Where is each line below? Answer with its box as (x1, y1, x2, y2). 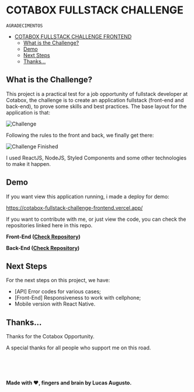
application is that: (6, 109, 51, 116)
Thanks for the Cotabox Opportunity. (6, 333, 95, 340)
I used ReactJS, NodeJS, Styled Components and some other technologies (6, 154, 187, 161)
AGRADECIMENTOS (6, 23, 43, 29)
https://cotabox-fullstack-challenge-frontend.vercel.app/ (6, 204, 143, 211)
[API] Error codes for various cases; (14, 288, 101, 295)
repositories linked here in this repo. (6, 221, 93, 228)
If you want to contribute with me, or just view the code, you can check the (6, 216, 186, 223)
